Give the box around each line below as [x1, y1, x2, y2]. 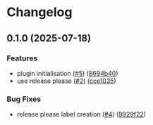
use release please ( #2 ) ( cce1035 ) [16, 77, 117, 85]
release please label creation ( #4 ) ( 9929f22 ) [16, 110, 146, 119]
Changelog [6, 4, 73, 20]
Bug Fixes [6, 94, 42, 104]
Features [6, 53, 38, 63]
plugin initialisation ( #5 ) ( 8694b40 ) [16, 69, 118, 77]
